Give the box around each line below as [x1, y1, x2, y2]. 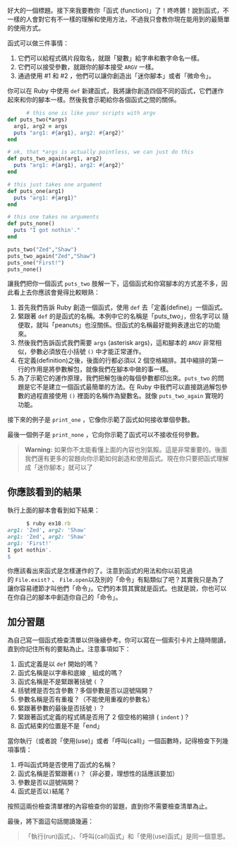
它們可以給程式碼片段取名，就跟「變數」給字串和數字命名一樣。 [17, 54, 203, 62]
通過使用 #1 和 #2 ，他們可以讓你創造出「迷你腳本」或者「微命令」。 [17, 71, 215, 80]
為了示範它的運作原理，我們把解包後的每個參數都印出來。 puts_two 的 [17, 374, 219, 382]
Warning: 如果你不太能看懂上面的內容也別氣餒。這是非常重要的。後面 [24, 445, 228, 454]
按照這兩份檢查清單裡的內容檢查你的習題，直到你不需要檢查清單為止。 [7, 802, 212, 811]
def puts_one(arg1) [7, 187, 65, 194]
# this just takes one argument [7, 181, 102, 188]
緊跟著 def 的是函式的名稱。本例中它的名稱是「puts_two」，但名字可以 [17, 312, 221, 320]
